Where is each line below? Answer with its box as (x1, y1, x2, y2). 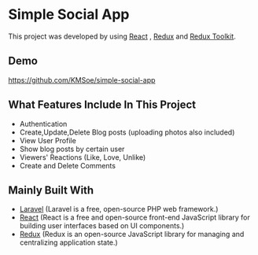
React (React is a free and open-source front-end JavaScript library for (19, 213, 250, 222)
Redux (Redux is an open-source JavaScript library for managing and (19, 230, 245, 239)
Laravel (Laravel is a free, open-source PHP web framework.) (19, 205, 219, 214)
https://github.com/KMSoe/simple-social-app (8, 75, 156, 84)
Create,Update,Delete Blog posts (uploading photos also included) (19, 128, 235, 137)
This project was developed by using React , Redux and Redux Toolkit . (8, 31, 236, 41)
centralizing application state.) (19, 238, 118, 247)
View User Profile (19, 135, 76, 145)
